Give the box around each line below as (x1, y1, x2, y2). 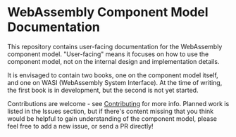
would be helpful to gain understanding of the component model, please (7, 114, 217, 123)
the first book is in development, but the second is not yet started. (7, 86, 199, 94)
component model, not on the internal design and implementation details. (7, 57, 220, 65)
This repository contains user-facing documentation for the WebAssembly (7, 42, 223, 51)
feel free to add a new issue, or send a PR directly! (7, 122, 154, 130)
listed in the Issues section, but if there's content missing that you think (7, 107, 214, 115)
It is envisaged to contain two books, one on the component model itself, (7, 71, 218, 79)
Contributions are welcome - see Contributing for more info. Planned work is (7, 99, 230, 107)
